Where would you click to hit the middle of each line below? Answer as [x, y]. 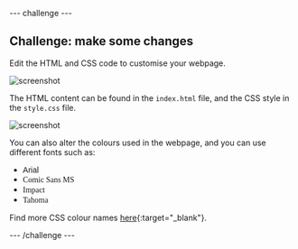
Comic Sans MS [48, 180]
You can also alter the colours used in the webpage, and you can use [138, 143]
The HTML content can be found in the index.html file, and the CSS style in [149, 97]
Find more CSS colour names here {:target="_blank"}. [108, 217]
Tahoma [35, 200]
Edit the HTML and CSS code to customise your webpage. [117, 63]
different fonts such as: [52, 152]
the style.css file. [43, 107]
